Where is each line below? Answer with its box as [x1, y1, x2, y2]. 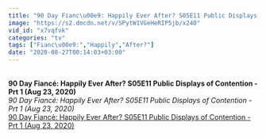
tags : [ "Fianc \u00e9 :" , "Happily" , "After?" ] [8, 41, 155, 49]
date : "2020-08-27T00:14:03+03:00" [8, 48, 126, 56]
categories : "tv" [8, 33, 66, 42]
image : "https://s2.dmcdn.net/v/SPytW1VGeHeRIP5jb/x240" [8, 19, 201, 27]
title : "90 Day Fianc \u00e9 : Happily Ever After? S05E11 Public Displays [8, 11, 258, 20]
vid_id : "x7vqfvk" [8, 26, 69, 34]
